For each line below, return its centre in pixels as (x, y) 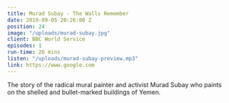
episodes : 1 (24, 46)
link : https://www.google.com (51, 65)
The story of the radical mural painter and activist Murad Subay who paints (114, 84)
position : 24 (26, 26)
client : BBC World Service (46, 39)
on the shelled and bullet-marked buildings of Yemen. (84, 92)
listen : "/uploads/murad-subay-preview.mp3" (73, 59)
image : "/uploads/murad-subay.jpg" (59, 33)
